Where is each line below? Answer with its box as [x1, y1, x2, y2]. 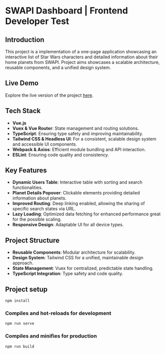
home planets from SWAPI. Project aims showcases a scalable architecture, [5, 59, 160, 65]
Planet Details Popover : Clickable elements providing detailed [12, 190, 140, 196]
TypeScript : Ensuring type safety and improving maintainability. [12, 130, 143, 137]
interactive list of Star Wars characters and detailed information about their [5, 54, 158, 60]
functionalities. [12, 184, 43, 190]
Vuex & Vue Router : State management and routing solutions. [12, 125, 139, 131]
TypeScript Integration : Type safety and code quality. [12, 271, 123, 277]
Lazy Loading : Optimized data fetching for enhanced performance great [12, 211, 161, 217]
